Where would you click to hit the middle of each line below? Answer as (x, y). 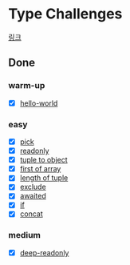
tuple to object (43, 160)
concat (32, 214)
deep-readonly (44, 252)
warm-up (27, 86)
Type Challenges (65, 14)
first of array (40, 169)
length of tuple (44, 178)
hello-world (39, 103)
